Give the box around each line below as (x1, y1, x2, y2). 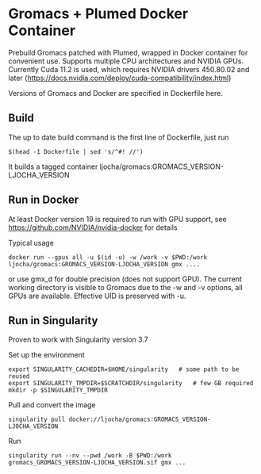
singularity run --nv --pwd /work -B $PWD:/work (8, 452, 172, 460)
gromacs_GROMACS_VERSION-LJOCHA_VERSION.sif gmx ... (8, 459, 186, 467)
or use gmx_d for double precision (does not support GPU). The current (8, 274, 242, 284)
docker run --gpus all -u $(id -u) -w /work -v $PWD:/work (8, 253, 208, 262)
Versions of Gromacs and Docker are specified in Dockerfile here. (8, 88, 224, 97)
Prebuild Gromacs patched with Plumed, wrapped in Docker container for (8, 48, 248, 57)
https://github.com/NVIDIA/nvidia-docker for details (8, 223, 178, 232)
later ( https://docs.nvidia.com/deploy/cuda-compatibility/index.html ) (8, 73, 232, 82)
